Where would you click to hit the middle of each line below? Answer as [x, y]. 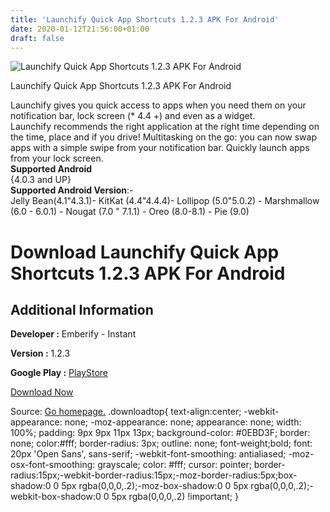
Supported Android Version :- [72, 190]
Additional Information [82, 309]
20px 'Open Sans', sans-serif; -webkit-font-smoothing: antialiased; [148, 454]
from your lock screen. [57, 158]
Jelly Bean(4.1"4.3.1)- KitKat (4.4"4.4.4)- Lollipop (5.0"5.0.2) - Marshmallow [165, 201]
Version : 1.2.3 [40, 353]
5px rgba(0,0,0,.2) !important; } [175, 497]
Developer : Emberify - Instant [73, 334]
